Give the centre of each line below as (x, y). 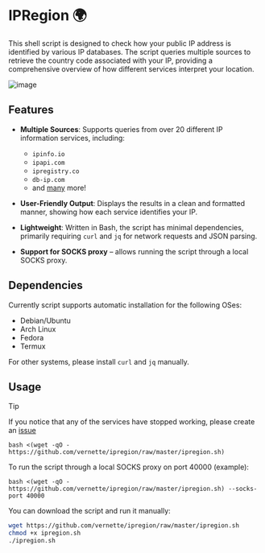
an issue (22, 431)
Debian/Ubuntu (45, 320)
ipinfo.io (49, 154)
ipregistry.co (56, 171)
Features (31, 110)
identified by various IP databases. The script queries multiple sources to (130, 52)
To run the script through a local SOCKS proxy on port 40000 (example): (129, 467)
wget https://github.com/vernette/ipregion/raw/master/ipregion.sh (124, 526)
